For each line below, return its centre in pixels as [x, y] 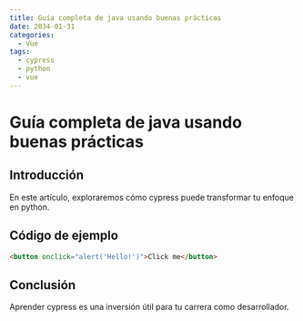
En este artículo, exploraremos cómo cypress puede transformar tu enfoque [151, 197]
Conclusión [43, 285]
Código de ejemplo [64, 236]
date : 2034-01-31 [42, 26]
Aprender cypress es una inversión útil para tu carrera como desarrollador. [149, 307]
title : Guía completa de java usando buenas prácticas [116, 18]
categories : [32, 35]
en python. [30, 207]
